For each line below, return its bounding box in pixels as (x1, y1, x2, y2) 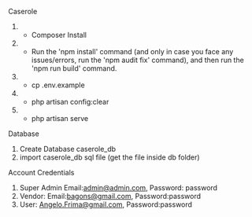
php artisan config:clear (31, 97, 109, 106)
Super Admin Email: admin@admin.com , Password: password (19, 183, 218, 192)
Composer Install (31, 31, 87, 39)
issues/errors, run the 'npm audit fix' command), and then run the (31, 55, 244, 64)
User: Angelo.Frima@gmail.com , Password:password (19, 200, 193, 209)
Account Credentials (8, 168, 75, 177)
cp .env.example (31, 80, 85, 90)
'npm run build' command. (31, 64, 117, 73)
